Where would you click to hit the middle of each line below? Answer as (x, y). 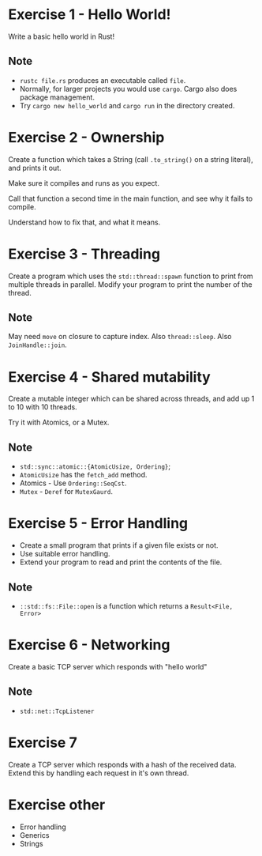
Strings (31, 843)
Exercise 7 (43, 743)
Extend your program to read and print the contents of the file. (121, 562)
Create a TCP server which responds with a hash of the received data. (122, 764)
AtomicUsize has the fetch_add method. (83, 475)
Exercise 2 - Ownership (86, 137)
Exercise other (57, 805)
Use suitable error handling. (65, 554)
